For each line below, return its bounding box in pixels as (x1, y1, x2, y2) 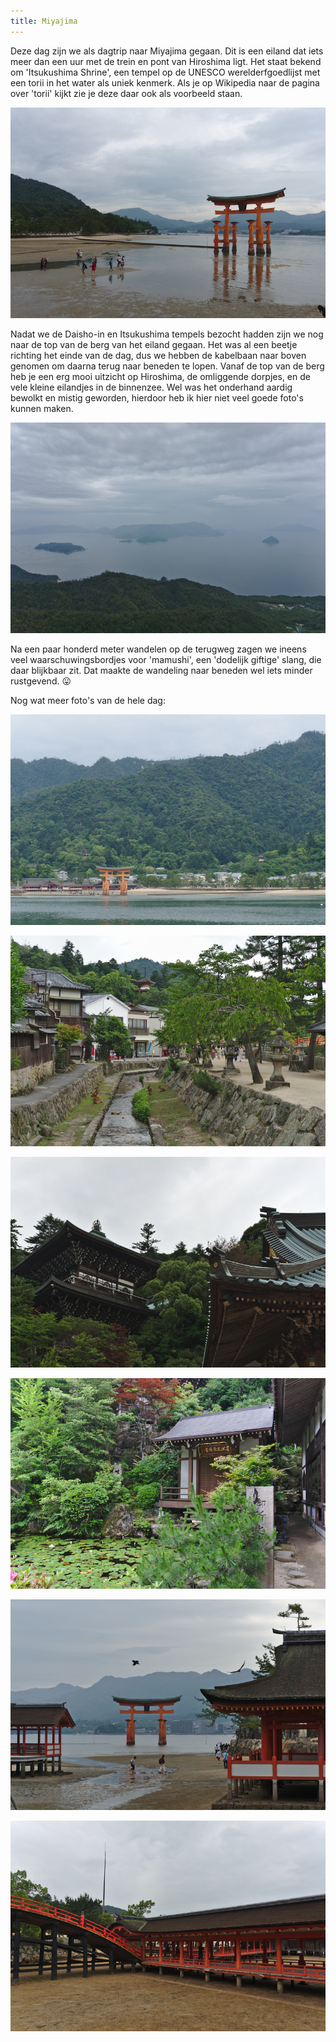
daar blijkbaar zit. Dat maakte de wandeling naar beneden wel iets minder (10, 664, 313, 676)
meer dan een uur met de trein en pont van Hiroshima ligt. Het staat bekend (10, 55, 322, 67)
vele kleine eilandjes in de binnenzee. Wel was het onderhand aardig (10, 381, 293, 393)
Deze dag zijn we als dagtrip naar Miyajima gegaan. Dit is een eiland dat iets (10, 45, 324, 57)
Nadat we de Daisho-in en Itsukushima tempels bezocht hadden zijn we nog (10, 328, 324, 340)
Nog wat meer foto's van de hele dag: (10, 694, 166, 706)
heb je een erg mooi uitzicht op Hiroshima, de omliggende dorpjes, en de (10, 370, 311, 382)
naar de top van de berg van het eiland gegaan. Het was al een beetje (10, 338, 298, 350)
